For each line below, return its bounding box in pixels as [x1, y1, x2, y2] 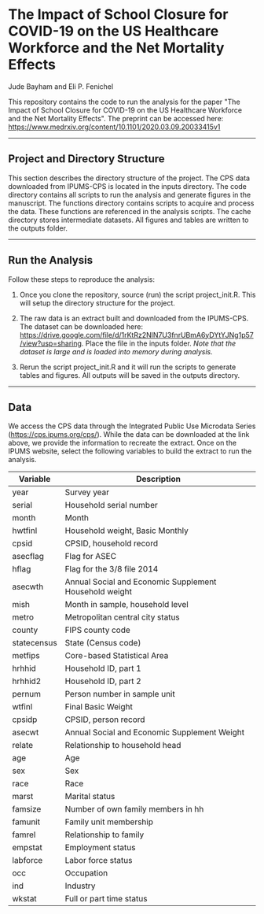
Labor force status [64, 855, 133, 866]
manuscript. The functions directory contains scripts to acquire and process [8, 198, 255, 208]
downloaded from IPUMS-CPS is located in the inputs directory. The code [8, 181, 247, 191]
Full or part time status [64, 894, 148, 905]
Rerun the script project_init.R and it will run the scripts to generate [19, 362, 236, 372]
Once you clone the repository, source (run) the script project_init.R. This [19, 290, 256, 299]
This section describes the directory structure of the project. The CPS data [8, 173, 250, 183]
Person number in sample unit [64, 689, 175, 700]
